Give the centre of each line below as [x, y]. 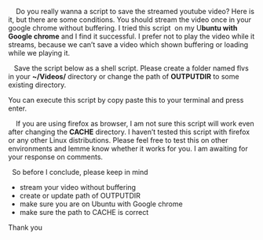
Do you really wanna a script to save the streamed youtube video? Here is [135, 11]
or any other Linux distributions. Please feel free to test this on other [119, 140]
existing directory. [37, 85]
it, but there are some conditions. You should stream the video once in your [130, 20]
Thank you [26, 227]
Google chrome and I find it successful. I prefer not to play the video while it [131, 36]
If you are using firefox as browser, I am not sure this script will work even [135, 124]
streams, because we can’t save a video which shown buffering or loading [128, 45]
